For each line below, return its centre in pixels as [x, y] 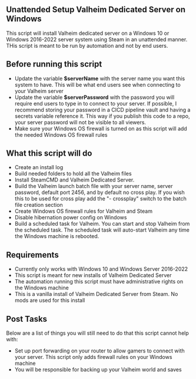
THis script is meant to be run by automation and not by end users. [87, 45]
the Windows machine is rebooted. [57, 236]
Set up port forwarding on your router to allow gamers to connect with [100, 351]
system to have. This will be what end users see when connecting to [97, 84]
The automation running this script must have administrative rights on [99, 282]
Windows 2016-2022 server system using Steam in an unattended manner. [97, 39]
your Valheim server [39, 91]
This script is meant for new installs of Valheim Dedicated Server [93, 275]
